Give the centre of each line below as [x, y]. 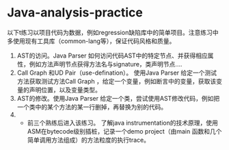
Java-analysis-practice [75, 13]
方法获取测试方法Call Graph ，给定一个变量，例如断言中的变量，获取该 [117, 81]
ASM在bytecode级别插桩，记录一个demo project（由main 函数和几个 [124, 131]
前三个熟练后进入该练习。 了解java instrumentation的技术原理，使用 [123, 123]
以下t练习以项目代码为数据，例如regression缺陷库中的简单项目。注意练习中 [113, 32]
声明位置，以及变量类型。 [65, 90]
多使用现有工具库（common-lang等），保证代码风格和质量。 [91, 41]
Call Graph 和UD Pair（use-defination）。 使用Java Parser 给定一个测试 [117, 73]
